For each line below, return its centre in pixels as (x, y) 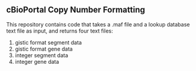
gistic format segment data (48, 42)
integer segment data (41, 55)
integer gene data (37, 61)
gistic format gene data (44, 49)
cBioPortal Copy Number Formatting (76, 10)
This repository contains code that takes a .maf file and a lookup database (98, 24)
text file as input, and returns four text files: (60, 31)
